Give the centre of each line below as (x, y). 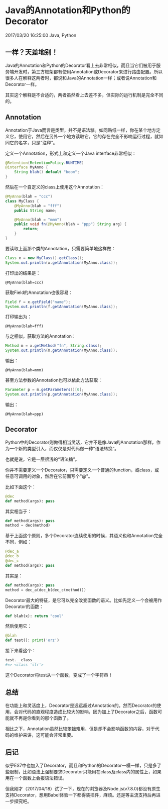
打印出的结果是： (23, 273)
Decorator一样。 (22, 84)
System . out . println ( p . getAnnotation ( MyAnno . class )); (61, 394)
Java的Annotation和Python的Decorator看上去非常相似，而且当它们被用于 (81, 65)
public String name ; (36, 211)
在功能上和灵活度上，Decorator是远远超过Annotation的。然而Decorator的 (81, 705)
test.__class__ (21, 660)
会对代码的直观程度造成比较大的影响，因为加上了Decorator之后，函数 (86, 712)
